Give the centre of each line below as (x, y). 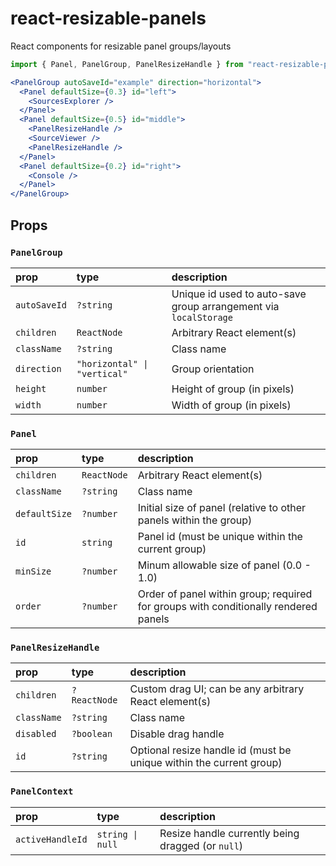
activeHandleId (51, 839)
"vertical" (102, 373)
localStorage (202, 317)
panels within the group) (195, 520)
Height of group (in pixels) (233, 389)
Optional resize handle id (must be (210, 750)
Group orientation (213, 369)
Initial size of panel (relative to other (222, 508)
